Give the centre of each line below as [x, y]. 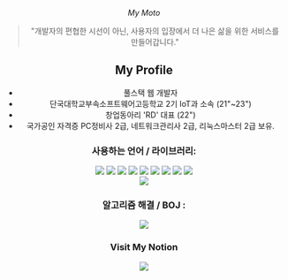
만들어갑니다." [155, 42]
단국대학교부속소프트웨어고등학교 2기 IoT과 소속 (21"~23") [151, 103]
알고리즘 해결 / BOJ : [144, 205]
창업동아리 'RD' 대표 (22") [151, 115]
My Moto [144, 13]
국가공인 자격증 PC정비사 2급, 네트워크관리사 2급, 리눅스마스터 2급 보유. [151, 125]
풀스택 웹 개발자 [151, 93]
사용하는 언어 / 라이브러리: [144, 151]
